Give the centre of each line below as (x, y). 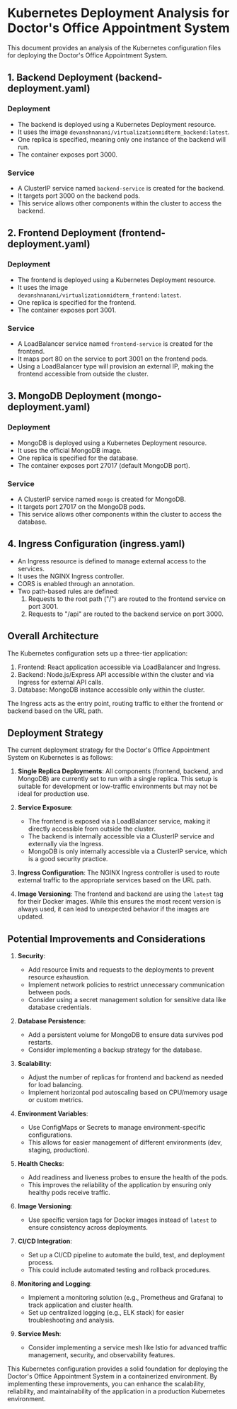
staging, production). (59, 1150)
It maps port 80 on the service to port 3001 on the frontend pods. (113, 359)
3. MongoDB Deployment (64, 396)
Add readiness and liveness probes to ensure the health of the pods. (128, 1177)
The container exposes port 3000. (68, 155)
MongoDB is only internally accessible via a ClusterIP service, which (128, 851)
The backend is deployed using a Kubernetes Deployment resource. (117, 124)
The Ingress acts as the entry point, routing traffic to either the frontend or (115, 703)
